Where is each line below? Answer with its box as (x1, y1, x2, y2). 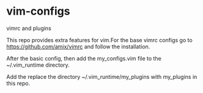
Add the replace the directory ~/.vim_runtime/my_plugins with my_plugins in (6, 73, 197, 80)
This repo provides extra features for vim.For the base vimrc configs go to (6, 36, 193, 43)
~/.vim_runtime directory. (6, 61, 70, 69)
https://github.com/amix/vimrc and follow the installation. (6, 43, 150, 50)
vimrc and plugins (6, 24, 52, 32)
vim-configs (6, 4, 70, 18)
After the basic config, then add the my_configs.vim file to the (6, 54, 162, 62)
